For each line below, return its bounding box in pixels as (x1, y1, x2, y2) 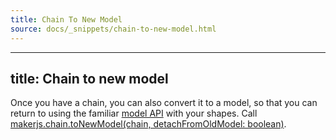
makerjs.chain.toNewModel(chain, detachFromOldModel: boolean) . (10, 118, 287, 130)
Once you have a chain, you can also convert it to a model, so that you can (10, 97, 318, 109)
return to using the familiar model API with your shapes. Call (10, 107, 258, 120)
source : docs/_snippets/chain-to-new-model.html (10, 24, 217, 34)
